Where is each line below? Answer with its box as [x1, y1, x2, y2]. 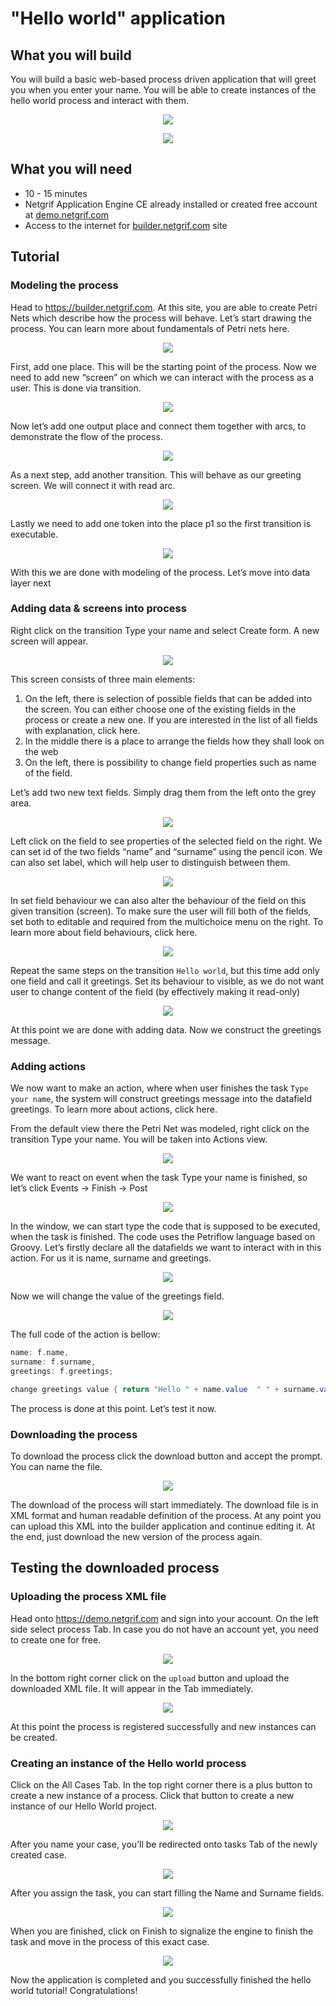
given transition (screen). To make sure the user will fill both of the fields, [10, 905, 312, 917]
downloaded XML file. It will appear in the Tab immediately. [10, 1682, 254, 1694]
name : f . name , [10, 1348, 70, 1358]
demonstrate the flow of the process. [10, 430, 163, 442]
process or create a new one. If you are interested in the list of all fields [24, 713, 318, 726]
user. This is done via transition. [10, 382, 142, 394]
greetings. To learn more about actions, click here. [10, 1103, 218, 1116]
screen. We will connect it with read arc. [10, 479, 176, 491]
